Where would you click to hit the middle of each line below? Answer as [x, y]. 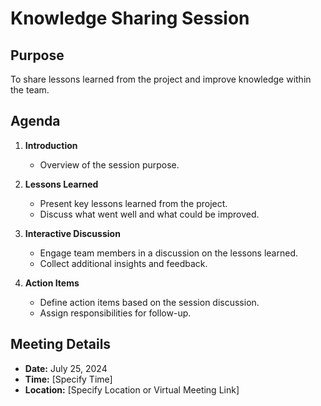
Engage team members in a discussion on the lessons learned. [169, 253]
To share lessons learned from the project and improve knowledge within [161, 79]
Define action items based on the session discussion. [149, 302]
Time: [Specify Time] [68, 379]
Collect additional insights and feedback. [123, 263]
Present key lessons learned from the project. [133, 203]
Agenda [35, 121]
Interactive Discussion [72, 233]
